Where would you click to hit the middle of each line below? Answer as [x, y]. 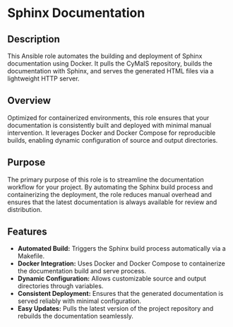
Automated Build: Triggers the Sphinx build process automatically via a [121, 249]
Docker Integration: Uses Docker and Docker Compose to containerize [121, 263]
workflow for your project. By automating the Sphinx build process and [110, 187]
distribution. [25, 209]
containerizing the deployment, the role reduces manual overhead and [109, 194]
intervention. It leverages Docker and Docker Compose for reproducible [112, 133]
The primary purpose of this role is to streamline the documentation [106, 179]
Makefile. [31, 256]
